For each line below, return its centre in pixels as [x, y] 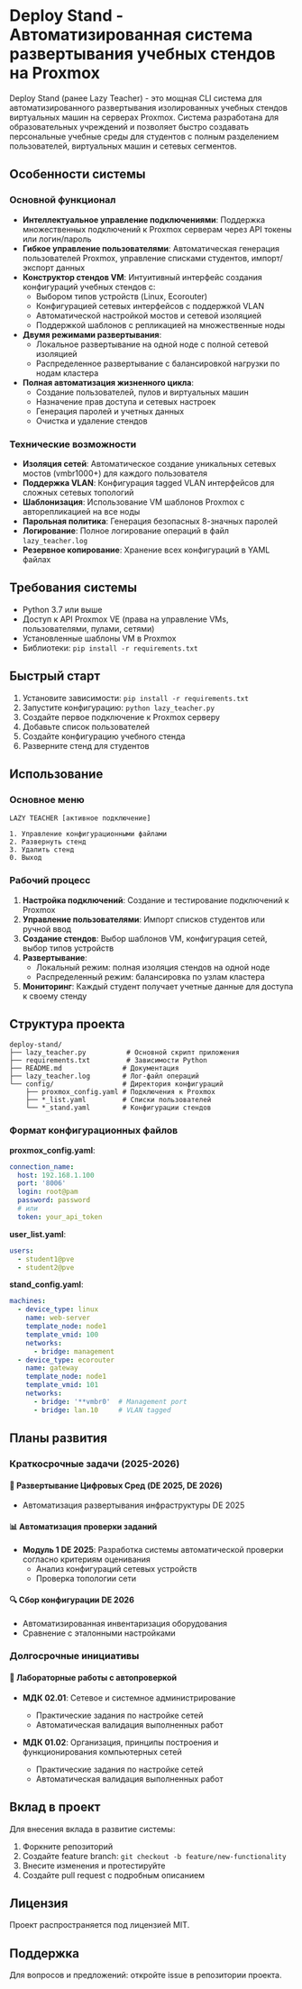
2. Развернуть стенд [48, 842]
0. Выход [26, 858]
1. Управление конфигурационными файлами [88, 835]
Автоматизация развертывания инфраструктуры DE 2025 [133, 1505]
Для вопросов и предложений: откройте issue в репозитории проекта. [146, 1975]
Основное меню [47, 799]
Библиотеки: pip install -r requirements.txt [110, 648]
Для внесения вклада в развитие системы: [92, 1829]
